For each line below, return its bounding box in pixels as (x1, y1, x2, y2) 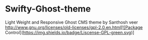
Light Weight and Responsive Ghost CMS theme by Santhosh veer (5, 19, 138, 25)
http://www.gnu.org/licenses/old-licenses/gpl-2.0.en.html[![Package (5, 24, 143, 30)
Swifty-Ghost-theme (5, 3, 91, 14)
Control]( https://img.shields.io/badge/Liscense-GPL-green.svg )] (5, 29, 134, 35)
